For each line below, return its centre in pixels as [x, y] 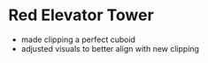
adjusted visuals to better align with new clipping [110, 48]
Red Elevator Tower [81, 15]
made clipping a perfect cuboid [78, 39]
